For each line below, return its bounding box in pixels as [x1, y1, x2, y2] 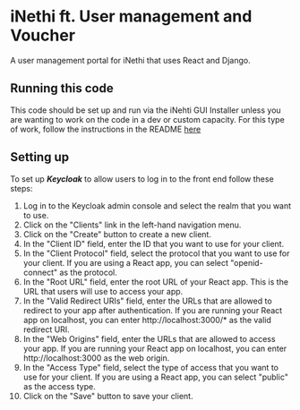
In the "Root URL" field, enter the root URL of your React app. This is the [22, 276, 289, 287]
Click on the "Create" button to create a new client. [22, 228, 211, 239]
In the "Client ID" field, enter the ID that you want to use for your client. [22, 238, 285, 249]
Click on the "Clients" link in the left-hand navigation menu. [22, 219, 242, 230]
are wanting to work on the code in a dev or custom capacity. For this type [10, 114, 285, 124]
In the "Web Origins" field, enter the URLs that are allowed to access [22, 333, 276, 344]
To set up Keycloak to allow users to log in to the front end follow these [10, 173, 274, 184]
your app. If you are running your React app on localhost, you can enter [22, 343, 287, 354]
